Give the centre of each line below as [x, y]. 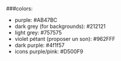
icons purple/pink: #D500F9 [49, 52]
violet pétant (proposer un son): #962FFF [65, 39]
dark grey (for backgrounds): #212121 [60, 26]
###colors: [19, 9]
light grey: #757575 [38, 33]
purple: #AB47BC [36, 20]
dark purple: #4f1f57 [40, 45]
